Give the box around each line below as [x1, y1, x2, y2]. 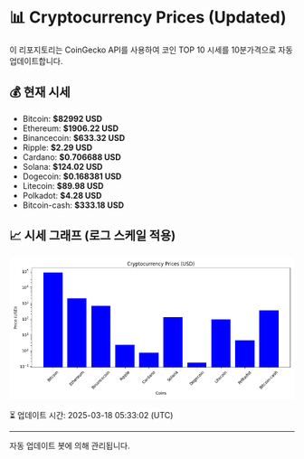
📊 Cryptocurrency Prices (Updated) [9, 7, 287, 28]
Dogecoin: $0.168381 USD [22, 171, 122, 182]
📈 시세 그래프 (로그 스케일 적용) [9, 228, 176, 244]
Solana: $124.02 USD [22, 161, 103, 172]
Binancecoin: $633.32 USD [22, 132, 126, 143]
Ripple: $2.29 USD [22, 142, 93, 153]
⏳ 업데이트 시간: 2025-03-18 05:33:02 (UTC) [9, 409, 174, 420]
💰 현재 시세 [9, 85, 71, 100]
